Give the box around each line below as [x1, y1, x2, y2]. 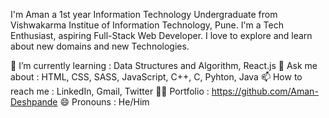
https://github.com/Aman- [211, 85, 319, 97]
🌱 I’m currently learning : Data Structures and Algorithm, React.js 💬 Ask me [10, 60, 318, 71]
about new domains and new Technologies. [10, 40, 190, 52]
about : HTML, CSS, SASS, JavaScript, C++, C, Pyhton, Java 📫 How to [10, 71, 303, 83]
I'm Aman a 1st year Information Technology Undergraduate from [10, 9, 278, 20]
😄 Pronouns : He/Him [59, 96, 150, 108]
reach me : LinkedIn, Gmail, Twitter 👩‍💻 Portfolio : [10, 85, 210, 97]
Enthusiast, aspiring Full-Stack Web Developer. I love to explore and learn [10, 30, 313, 41]
